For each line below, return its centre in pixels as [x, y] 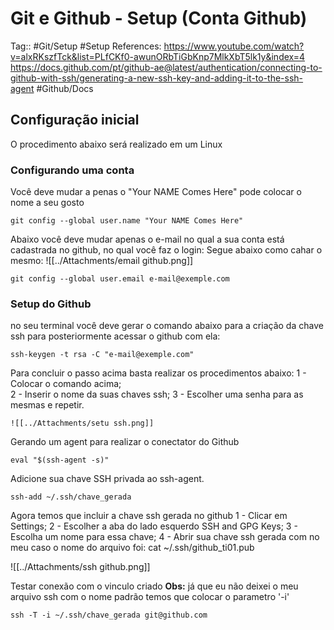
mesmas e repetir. [47, 405]
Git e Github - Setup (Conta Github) [159, 18]
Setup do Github [51, 304]
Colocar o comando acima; [66, 384]
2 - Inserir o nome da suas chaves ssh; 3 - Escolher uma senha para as [157, 394]
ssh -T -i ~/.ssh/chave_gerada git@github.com [109, 615]
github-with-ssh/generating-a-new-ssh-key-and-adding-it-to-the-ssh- [157, 78]
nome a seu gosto [47, 203]
